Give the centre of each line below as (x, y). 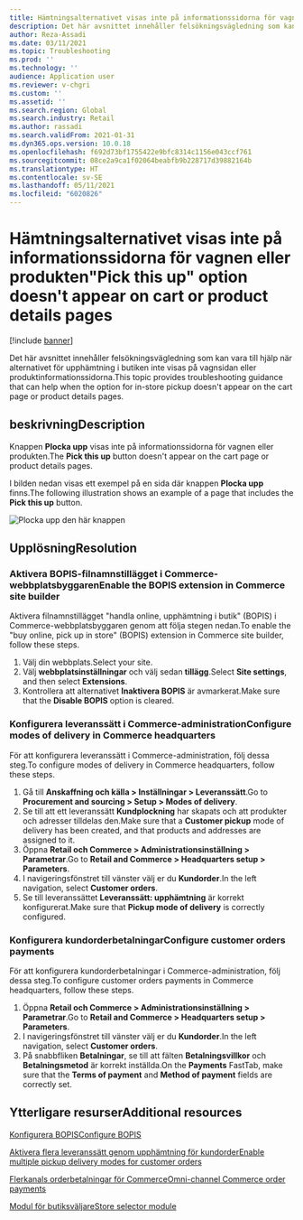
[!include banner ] (41, 340)
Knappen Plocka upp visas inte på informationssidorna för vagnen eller (142, 446)
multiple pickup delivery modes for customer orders (106, 1161)
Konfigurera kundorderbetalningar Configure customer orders (147, 940)
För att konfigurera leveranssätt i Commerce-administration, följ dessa (140, 755)
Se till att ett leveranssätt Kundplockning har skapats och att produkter (155, 811)
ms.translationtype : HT (54, 169)
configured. (44, 917)
